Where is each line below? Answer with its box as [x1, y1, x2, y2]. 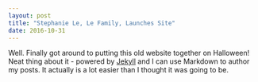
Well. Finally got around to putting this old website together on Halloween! [8, 49, 250, 58]
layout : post [8, 11, 52, 20]
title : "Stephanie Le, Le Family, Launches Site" [8, 19, 176, 27]
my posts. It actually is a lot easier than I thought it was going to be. [8, 65, 229, 75]
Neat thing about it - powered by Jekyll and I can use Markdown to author [8, 57, 250, 66]
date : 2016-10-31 [8, 26, 66, 34]
